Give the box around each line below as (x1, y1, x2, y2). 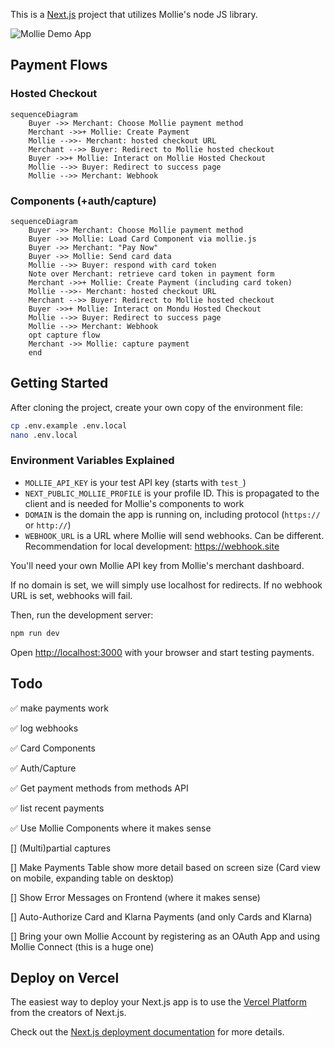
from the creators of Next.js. (10, 1007, 127, 1019)
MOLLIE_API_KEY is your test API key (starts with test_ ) (24, 476, 247, 488)
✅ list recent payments (10, 802, 105, 814)
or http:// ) (24, 519, 72, 531)
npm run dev (10, 628, 60, 638)
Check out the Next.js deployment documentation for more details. (10, 1026, 285, 1038)
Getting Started (10, 375, 109, 392)
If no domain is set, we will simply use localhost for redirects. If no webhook (10, 579, 323, 591)
